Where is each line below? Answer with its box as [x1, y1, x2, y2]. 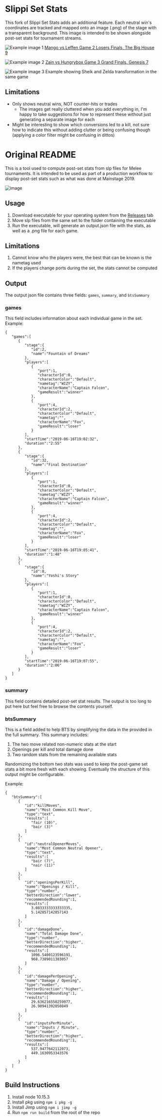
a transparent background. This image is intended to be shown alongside [5, 30, 151, 36]
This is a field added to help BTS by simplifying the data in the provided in [5, 727, 152, 733]
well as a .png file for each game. [12, 228, 79, 234]
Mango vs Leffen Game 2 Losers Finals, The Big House [44, 44, 155, 50]
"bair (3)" [31, 824, 53, 830]
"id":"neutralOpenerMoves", [24, 841, 81, 847]
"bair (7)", [31, 859, 55, 864]
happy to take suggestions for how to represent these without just [19, 111, 151, 117]
